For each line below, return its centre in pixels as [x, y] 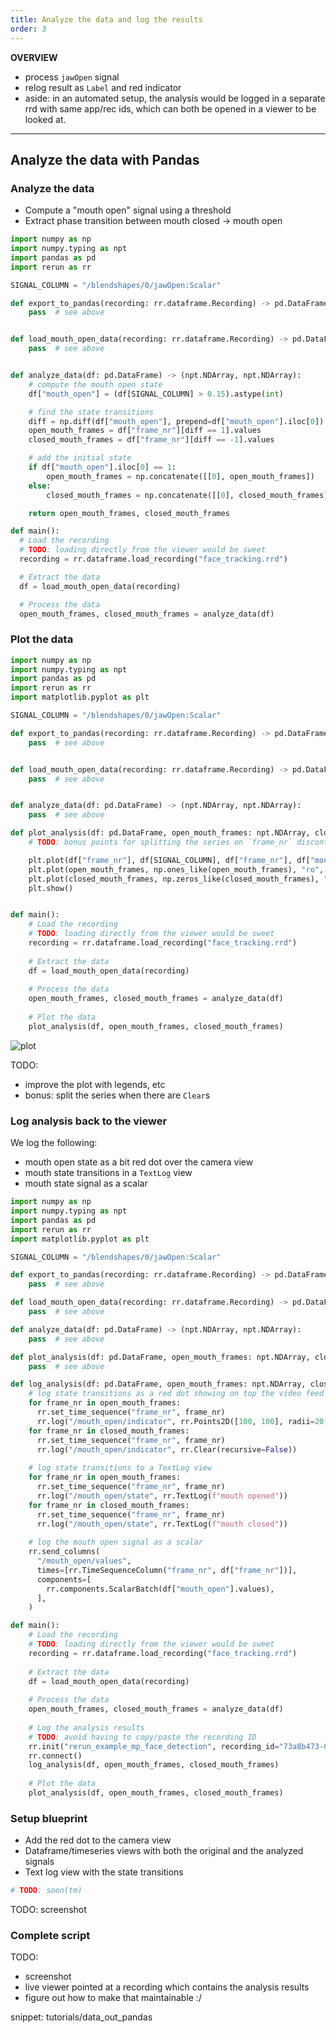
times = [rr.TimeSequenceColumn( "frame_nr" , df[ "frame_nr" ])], [167, 1570]
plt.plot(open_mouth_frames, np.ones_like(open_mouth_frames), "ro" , [176, 869]
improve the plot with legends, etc [95, 1084]
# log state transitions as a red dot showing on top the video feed [176, 1394]
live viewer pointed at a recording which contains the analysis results [167, 1987]
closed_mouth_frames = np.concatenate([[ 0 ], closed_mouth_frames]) [189, 495]
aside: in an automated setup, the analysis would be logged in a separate [175, 98]
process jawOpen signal [72, 77]
